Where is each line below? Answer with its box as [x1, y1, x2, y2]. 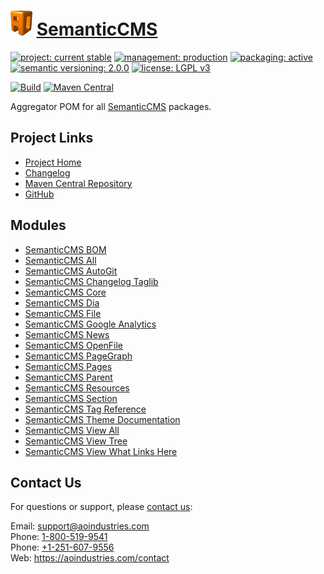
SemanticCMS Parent [24, 371, 113, 383]
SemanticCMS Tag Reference [24, 403, 147, 415]
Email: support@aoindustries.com [10, 520, 150, 532]
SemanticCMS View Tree [24, 435, 128, 447]
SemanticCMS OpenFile [24, 339, 124, 351]
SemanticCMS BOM [24, 243, 107, 255]
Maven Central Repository [24, 177, 133, 189]
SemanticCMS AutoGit [24, 265, 118, 277]
